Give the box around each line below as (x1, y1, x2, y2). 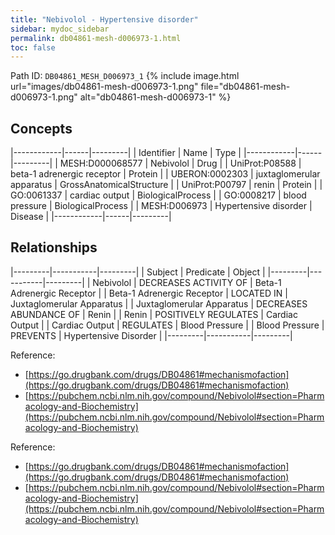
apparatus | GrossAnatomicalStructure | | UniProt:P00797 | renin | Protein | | (10, 179, 323, 191)
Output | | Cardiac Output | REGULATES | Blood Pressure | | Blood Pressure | (10, 319, 325, 331)
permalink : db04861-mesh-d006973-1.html (10, 33, 182, 43)
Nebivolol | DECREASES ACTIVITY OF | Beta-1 (92, 276, 282, 288)
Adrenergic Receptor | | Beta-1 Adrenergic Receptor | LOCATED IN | (10, 287, 288, 299)
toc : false (10, 42, 56, 53)
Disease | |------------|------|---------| (10, 211, 172, 223)
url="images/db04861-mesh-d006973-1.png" (10, 81, 199, 93)
